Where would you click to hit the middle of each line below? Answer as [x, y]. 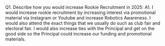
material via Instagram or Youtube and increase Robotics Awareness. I [78, 18]
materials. [16, 39]
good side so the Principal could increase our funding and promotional [78, 34]
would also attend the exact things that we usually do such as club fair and [83, 23]
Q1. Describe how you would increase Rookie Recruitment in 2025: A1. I [79, 7]
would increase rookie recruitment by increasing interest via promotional [80, 12]
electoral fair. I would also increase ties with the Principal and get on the [80, 28]
